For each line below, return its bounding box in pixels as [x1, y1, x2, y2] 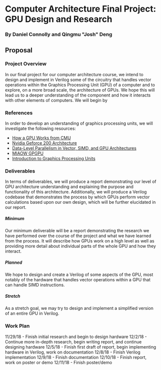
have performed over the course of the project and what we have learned [5, 233, 151, 239]
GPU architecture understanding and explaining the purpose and [5, 184, 134, 190]
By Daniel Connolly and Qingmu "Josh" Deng [5, 31, 113, 38]
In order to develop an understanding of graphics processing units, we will [5, 120, 153, 127]
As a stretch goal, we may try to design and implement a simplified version [5, 306, 154, 311]
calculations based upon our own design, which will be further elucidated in [5, 199, 156, 205]
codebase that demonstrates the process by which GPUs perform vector [5, 194, 150, 200]
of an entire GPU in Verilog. [5, 310, 59, 316]
